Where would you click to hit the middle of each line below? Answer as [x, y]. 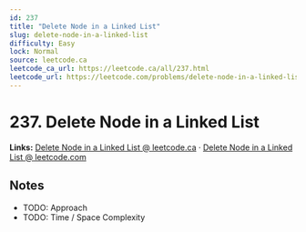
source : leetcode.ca [49, 60]
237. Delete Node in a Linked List [134, 121]
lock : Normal [34, 52]
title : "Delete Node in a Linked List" [85, 26]
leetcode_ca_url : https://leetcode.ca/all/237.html [109, 69]
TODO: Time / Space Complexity [84, 217]
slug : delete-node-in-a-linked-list [79, 35]
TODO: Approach [55, 207]
